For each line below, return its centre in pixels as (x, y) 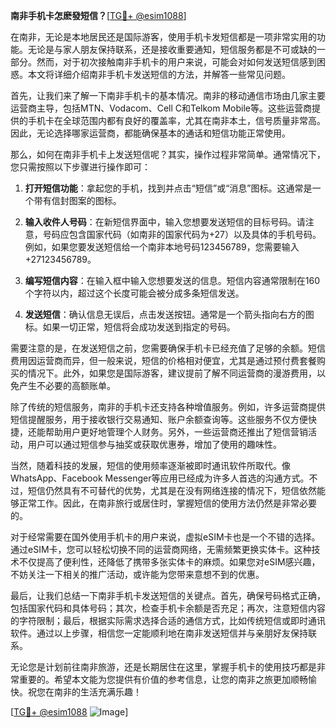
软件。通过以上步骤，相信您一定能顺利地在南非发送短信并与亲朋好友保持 (159, 633)
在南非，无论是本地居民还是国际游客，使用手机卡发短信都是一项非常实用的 (163, 37)
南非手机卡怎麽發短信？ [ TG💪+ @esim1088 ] (98, 15)
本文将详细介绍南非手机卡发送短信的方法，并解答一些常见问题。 (159, 74)
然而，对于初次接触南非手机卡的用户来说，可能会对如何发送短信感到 (176, 62)
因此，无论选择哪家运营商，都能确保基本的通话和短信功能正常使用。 (150, 133)
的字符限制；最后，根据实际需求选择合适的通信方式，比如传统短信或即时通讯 (168, 620)
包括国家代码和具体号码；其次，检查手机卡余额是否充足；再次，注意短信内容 (168, 608)
